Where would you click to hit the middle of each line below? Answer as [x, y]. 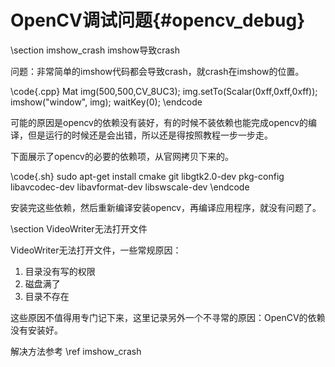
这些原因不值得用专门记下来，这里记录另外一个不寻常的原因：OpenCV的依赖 [168, 317]
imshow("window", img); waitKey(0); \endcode [106, 102]
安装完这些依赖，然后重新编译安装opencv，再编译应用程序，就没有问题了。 [166, 207]
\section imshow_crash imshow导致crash [95, 50]
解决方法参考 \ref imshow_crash [76, 351]
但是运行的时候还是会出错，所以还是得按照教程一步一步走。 [150, 135]
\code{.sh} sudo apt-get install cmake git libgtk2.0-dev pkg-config [147, 176]
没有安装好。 [36, 330]
